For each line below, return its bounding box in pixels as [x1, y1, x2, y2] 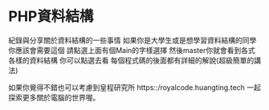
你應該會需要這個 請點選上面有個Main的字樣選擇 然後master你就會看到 [8, 45, 242, 55]
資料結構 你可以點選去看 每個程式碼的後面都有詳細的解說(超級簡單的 [29, 55, 255, 65]
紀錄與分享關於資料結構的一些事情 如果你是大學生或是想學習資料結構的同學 [8, 35, 257, 45]
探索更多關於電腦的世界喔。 [8, 92, 100, 102]
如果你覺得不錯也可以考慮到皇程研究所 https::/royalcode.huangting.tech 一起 [8, 82, 261, 92]
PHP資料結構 [8, 7, 94, 26]
